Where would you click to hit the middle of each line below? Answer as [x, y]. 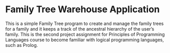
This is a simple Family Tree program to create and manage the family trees [84, 23]
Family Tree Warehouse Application [82, 9]
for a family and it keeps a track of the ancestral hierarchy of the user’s [80, 29]
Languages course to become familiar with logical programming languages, [85, 40]
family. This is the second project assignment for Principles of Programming [85, 34]
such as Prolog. [22, 45]
